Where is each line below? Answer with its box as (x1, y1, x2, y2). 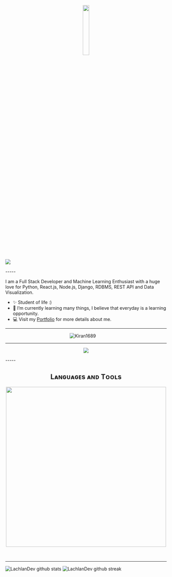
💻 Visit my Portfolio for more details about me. (12, 316, 112, 322)
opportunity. (12, 310, 39, 316)
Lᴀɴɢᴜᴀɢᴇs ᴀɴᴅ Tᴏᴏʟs (50, 373, 122, 381)
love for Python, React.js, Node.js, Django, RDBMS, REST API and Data (5, 284, 155, 290)
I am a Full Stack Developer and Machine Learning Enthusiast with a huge (5, 279, 160, 284)
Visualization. (5, 289, 34, 295)
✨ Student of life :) (12, 300, 52, 305)
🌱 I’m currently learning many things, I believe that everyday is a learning (12, 305, 166, 311)
